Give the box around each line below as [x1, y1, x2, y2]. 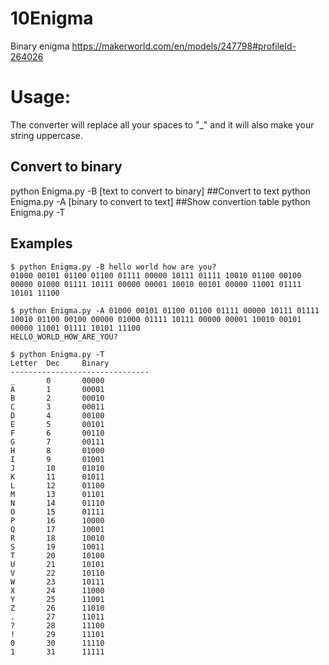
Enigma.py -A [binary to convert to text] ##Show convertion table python [10, 195, 311, 207]
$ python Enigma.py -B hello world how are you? [10, 262, 217, 272]
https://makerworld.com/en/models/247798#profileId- [71, 40, 297, 52]
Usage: [10, 86, 72, 109]
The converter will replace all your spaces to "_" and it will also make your [10, 118, 315, 131]
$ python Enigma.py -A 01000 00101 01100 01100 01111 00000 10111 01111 [10, 305, 320, 316]
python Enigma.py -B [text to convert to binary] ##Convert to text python [10, 185, 311, 197]
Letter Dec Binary [10, 358, 110, 368]
